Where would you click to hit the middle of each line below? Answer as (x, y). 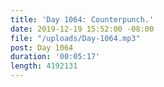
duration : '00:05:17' (55, 57)
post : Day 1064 (42, 47)
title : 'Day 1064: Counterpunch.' (82, 19)
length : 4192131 (44, 66)
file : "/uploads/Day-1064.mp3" (75, 38)
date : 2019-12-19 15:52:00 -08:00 (82, 29)
